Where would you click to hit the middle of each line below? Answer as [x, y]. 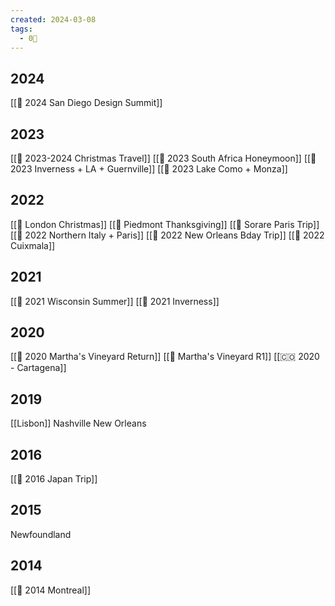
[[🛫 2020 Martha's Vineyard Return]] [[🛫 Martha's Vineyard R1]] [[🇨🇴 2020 [165, 357]
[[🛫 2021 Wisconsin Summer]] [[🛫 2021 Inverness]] [115, 301]
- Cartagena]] [38, 368]
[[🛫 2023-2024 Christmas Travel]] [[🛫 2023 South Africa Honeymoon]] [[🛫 [163, 158]
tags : [21, 29]
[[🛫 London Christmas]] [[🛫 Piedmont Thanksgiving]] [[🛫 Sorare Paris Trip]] [165, 224]
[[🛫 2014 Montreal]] [51, 590]
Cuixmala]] [33, 245]
